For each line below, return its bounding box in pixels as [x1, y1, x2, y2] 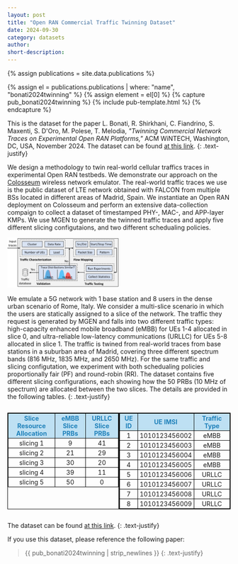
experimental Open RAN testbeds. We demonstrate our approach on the [7, 171, 218, 179]
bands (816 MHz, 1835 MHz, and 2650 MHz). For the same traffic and [7, 354, 210, 363]
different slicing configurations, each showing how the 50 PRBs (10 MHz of [7, 377, 227, 385]
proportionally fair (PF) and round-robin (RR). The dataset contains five [7, 369, 215, 378]
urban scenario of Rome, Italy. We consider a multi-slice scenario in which [7, 302, 225, 310]
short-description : [7, 49, 65, 56]
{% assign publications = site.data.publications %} [7, 69, 155, 77]
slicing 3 [18, 458, 45, 467]
